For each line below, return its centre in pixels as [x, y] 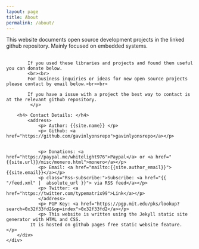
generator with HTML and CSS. [44, 220]
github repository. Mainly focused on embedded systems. [77, 46]
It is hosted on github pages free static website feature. [106, 225]
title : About [22, 17]
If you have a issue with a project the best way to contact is [109, 95]
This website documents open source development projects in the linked [95, 40]
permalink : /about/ [30, 23]
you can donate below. [34, 69]
